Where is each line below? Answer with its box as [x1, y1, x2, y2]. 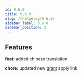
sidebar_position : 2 [5, 25, 47, 30]
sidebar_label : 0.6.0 [5, 20, 49, 26]
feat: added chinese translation [5, 56, 68, 61]
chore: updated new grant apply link [5, 65, 78, 71]
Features [5, 43, 32, 51]
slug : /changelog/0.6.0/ [5, 16, 55, 21]
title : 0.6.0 [5, 12, 31, 16]
